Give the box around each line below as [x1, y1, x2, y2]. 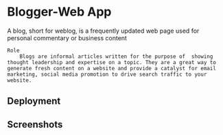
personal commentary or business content [7, 33, 127, 42]
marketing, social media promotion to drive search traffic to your [7, 71, 207, 78]
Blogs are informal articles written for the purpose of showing [19, 52, 213, 60]
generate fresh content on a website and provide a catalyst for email [7, 65, 216, 72]
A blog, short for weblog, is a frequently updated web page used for [7, 27, 200, 35]
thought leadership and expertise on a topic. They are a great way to [7, 59, 216, 65]
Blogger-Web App [7, 4, 112, 20]
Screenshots [7, 119, 63, 130]
